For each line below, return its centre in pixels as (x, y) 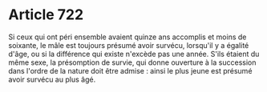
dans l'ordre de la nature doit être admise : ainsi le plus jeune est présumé (130, 70)
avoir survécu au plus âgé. (52, 79)
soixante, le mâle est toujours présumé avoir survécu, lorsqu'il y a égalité (129, 45)
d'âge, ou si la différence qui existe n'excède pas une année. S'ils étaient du (134, 54)
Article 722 (46, 15)
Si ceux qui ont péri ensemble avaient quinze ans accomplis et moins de (127, 37)
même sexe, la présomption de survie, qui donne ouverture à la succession (132, 62)
